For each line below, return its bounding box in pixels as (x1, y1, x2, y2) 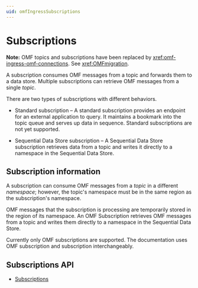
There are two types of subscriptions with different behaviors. (6, 95, 157, 102)
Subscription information (6, 166, 101, 176)
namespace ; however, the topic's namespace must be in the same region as (6, 188, 192, 195)
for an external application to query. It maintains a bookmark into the (14, 113, 181, 120)
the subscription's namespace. (6, 195, 82, 202)
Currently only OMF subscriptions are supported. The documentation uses (6, 237, 188, 244)
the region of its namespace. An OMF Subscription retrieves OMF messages (6, 212, 191, 220)
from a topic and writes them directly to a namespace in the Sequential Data (6, 219, 191, 226)
